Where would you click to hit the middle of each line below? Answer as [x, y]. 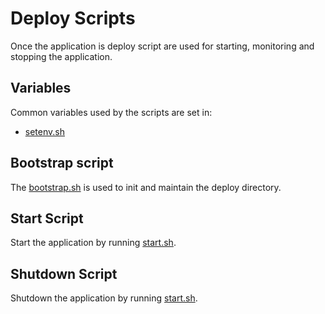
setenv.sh [44, 131]
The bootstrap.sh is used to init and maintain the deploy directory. [146, 187]
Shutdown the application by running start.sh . [104, 298]
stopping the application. [61, 56]
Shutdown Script [64, 273]
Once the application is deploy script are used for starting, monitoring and [162, 46]
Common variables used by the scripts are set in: [111, 112]
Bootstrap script [62, 163]
